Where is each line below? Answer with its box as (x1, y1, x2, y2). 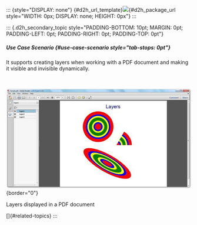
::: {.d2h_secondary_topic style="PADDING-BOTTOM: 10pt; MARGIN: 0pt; (6, 24, 183, 31)
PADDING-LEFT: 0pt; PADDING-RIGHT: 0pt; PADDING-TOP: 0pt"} (6, 30, 163, 37)
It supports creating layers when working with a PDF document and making (6, 58, 189, 66)
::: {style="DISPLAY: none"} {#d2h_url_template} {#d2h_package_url (6, 6, 176, 13)
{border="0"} (6, 190, 39, 197)
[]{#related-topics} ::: (6, 213, 58, 220)
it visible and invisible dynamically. (6, 65, 90, 72)
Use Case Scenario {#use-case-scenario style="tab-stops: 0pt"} (6, 44, 171, 51)
